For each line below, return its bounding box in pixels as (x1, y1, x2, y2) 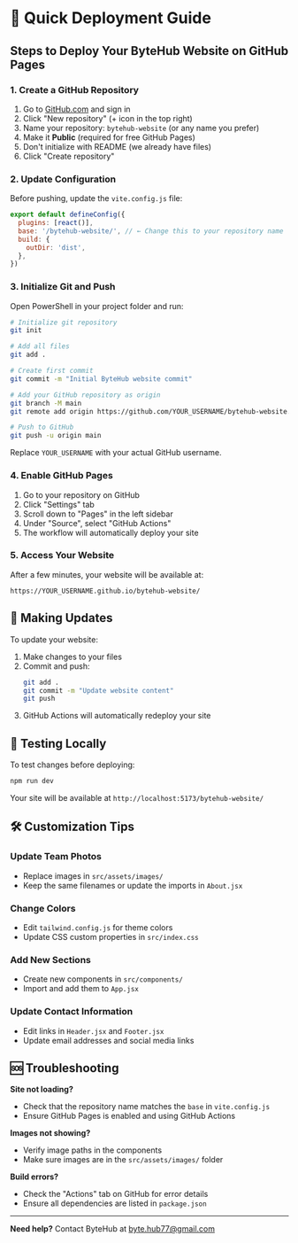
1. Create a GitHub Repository (10, 83, 140, 96)
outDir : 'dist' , (26, 243, 87, 252)
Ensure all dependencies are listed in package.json (22, 1198, 207, 1208)
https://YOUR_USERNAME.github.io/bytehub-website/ (10, 587, 201, 595)
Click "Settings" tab (22, 499, 96, 509)
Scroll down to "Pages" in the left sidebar (22, 509, 173, 519)
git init (10, 326, 42, 335)
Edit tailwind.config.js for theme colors (22, 921, 173, 933)
